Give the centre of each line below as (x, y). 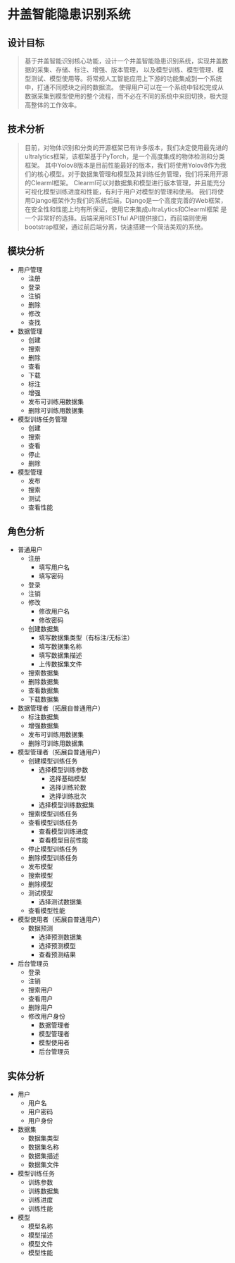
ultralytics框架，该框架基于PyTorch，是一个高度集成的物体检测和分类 (125, 156)
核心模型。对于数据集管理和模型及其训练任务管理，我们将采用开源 (133, 174)
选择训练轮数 (68, 788)
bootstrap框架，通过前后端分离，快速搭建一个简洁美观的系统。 (116, 227)
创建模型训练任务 (53, 761)
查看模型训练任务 (53, 823)
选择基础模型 (68, 778)
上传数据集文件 (60, 664)
